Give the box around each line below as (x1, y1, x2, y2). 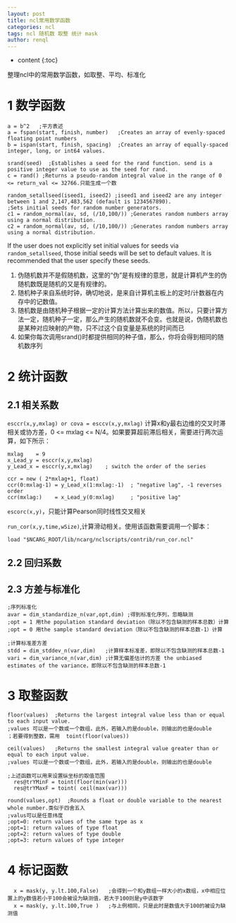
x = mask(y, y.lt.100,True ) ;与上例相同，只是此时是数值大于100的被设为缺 (13, 903, 226, 910)
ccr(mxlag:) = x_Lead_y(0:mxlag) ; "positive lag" (7, 494, 181, 501)
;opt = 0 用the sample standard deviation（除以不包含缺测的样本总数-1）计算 (7, 626, 223, 633)
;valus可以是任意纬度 (7, 812, 63, 819)
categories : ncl (7, 23, 55, 30)
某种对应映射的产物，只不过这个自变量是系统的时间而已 (23, 324, 185, 332)
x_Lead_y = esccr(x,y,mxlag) (7, 457, 93, 464)
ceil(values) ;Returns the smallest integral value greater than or (7, 745, 219, 752)
